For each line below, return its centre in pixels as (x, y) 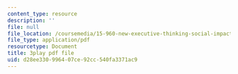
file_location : (30, 33)
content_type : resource (42, 14)
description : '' (31, 20)
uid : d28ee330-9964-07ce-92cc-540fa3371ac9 (73, 60)
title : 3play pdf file (41, 54)
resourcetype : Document (42, 47)
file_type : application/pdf (49, 40)
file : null (23, 27)
